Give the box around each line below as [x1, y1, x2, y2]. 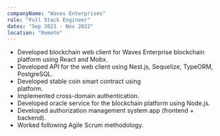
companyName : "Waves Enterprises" [7, 10, 107, 17]
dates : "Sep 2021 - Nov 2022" [7, 23, 94, 30]
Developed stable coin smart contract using [16, 77, 141, 86]
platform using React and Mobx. [16, 56, 108, 64]
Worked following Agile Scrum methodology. [16, 121, 144, 129]
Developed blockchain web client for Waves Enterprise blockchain [16, 48, 205, 56]
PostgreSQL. [16, 70, 54, 78]
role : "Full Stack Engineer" [7, 16, 91, 23]
